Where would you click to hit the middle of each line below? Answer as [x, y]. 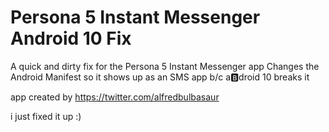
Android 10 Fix [71, 38]
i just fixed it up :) [46, 116]
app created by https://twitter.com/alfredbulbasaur [115, 97]
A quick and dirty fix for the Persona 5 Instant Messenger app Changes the [165, 66]
